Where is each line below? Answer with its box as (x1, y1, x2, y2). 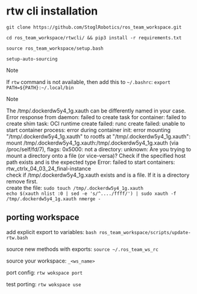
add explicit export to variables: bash (6, 228, 97, 235)
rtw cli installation (6, 4, 98, 18)
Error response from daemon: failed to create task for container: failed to (6, 113, 187, 120)
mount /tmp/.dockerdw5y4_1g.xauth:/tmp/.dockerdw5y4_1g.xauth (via (6, 139, 179, 146)
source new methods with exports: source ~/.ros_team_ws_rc (6, 245, 158, 252)
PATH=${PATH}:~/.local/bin (6, 85, 74, 91)
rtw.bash (6, 235, 28, 241)
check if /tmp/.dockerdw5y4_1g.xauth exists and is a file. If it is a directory (6, 171, 190, 178)
